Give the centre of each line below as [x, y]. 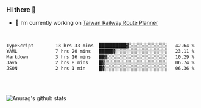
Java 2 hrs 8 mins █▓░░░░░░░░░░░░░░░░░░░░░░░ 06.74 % [100, 62]
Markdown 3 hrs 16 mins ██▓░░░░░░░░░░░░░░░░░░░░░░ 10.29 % [100, 57]
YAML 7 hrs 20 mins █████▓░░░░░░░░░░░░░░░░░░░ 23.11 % [100, 52]
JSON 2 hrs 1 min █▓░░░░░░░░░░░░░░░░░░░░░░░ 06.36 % [100, 68]
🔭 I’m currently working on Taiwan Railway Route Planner [86, 23]
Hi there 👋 [21, 10]
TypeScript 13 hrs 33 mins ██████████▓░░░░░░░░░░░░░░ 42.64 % [100, 46]
